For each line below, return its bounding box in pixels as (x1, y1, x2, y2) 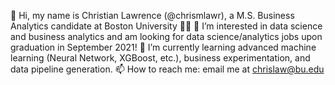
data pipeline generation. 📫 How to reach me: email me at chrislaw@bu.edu (10, 63, 325, 75)
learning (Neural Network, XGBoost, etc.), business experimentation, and (10, 52, 311, 64)
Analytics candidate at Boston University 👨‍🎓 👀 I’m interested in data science (10, 20, 323, 32)
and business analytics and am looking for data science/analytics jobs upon (10, 31, 323, 42)
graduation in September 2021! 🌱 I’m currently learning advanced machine (10, 41, 317, 53)
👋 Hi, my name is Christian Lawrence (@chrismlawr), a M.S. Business (10, 10, 295, 21)
